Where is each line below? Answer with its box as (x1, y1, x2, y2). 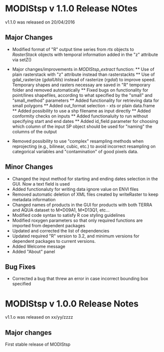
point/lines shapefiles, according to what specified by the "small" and (12, 92, 153, 98)
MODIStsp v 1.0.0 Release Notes (5, 298, 139, 309)
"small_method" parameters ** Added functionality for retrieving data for (12, 97, 159, 103)
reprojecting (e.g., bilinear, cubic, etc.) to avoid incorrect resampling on (12, 143, 156, 149)
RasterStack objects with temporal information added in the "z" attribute (12, 51, 158, 57)
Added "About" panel (12, 248, 55, 255)
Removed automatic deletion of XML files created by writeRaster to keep (12, 191, 159, 197)
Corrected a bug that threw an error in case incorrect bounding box (12, 276, 148, 282)
